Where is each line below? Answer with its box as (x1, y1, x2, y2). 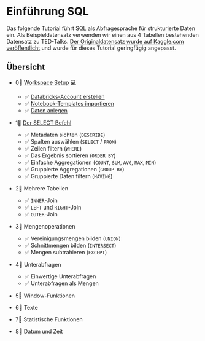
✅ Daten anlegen (24, 106, 68, 114)
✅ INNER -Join (24, 197, 58, 204)
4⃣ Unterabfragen (15, 261, 61, 268)
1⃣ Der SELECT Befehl (15, 119, 72, 127)
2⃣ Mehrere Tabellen (15, 184, 69, 192)
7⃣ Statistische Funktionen (15, 315, 83, 323)
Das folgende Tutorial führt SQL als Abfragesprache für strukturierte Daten (6, 25, 195, 32)
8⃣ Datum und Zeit (15, 327, 63, 335)
